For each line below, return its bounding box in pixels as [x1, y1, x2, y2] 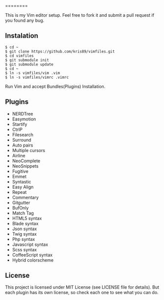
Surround [12, 137, 32, 143]
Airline [12, 152, 25, 158]
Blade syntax [12, 220, 39, 226]
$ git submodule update [5, 62, 54, 67]
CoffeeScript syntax [12, 252, 53, 258]
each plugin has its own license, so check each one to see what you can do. [5, 290, 159, 296]
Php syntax [12, 236, 35, 242]
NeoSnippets [12, 163, 39, 169]
